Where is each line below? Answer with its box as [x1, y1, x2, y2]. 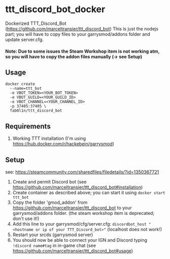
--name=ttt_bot [10, 86, 42, 91]
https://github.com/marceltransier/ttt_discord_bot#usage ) [12, 247, 133, 254]
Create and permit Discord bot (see [12, 178, 87, 184]
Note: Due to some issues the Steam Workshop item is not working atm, [5, 48, 160, 54]
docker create [5, 82, 36, 87]
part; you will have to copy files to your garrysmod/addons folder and [5, 31, 151, 37]
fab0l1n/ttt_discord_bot [10, 108, 62, 114]
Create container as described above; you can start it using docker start [12, 189, 165, 196]
